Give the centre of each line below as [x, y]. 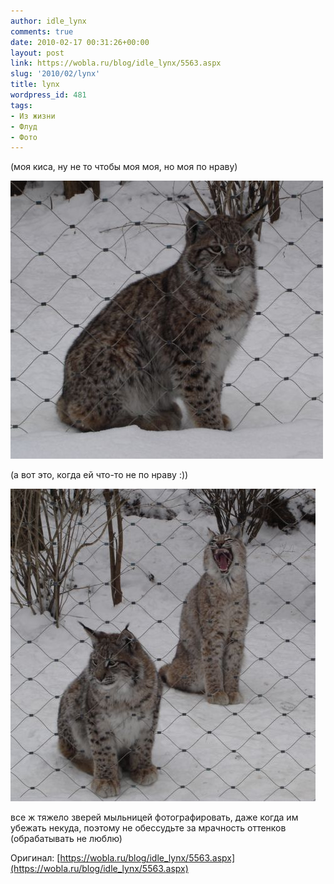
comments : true [42, 31]
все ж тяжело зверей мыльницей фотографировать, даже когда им [154, 817]
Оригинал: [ [35, 858]
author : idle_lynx [48, 21]
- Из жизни [33, 116]
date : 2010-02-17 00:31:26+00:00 [80, 42]
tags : [21, 105]
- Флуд [24, 126]
